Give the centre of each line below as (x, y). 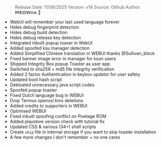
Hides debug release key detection (45, 37)
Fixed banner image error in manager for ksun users (63, 58)
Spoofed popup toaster (34, 90)
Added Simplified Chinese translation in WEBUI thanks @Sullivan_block (82, 53)
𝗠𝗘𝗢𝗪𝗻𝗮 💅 (28, 12)
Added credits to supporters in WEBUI (49, 106)
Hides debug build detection (39, 32)
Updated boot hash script (36, 79)
